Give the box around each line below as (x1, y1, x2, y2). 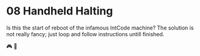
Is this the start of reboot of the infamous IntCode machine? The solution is (6, 24, 194, 31)
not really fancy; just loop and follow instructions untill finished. (6, 30, 165, 37)
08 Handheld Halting (6, 4, 114, 18)
